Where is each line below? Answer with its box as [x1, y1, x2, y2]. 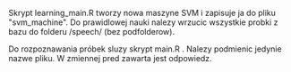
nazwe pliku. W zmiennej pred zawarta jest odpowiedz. [8, 53, 212, 63]
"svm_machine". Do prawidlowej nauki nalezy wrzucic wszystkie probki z [8, 17, 278, 28]
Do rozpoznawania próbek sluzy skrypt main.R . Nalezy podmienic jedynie [8, 44, 283, 54]
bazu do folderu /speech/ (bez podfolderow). [8, 27, 175, 36]
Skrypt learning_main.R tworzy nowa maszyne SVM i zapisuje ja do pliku [8, 8, 277, 18]
